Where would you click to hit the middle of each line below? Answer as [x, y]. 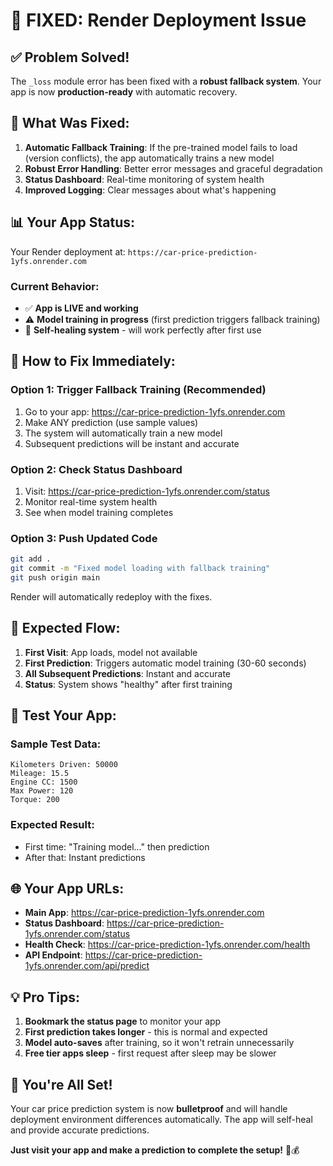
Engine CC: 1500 [44, 782]
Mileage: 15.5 [40, 774]
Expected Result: [52, 825]
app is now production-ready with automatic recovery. [124, 92]
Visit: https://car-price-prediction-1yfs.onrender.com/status [147, 491]
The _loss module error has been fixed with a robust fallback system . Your [166, 81]
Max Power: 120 [42, 791]
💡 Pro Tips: [45, 997]
